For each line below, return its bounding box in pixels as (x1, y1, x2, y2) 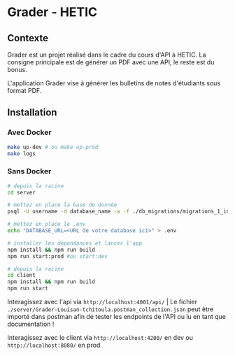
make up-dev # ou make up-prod (7, 143, 99, 150)
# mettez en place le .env (7, 221, 86, 228)
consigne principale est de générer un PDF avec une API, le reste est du (7, 58, 215, 66)
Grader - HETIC (7, 4, 98, 20)
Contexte (7, 32, 49, 44)
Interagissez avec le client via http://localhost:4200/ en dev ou (7, 334, 194, 342)
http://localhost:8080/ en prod (7, 341, 101, 350)
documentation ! (7, 320, 55, 329)
